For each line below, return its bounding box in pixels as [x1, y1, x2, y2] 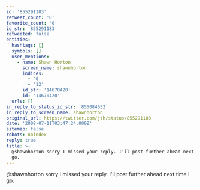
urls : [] [11, 98, 34, 104]
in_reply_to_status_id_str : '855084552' [6, 103, 109, 110]
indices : [22, 70, 44, 76]
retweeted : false [6, 31, 50, 37]
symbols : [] [11, 48, 42, 54]
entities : [6, 37, 31, 43]
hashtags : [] [11, 43, 44, 49]
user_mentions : [11, 54, 50, 60]
